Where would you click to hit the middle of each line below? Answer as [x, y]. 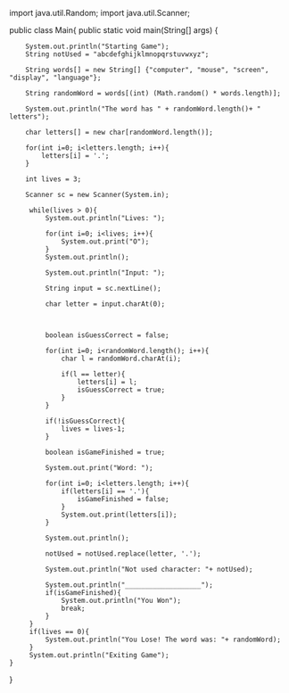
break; [74, 608]
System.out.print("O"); [105, 242]
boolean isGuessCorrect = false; [107, 335]
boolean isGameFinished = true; [105, 452]
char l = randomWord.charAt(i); [121, 359]
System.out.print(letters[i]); [119, 515]
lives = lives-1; [93, 429]
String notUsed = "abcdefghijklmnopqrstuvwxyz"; [117, 54]
